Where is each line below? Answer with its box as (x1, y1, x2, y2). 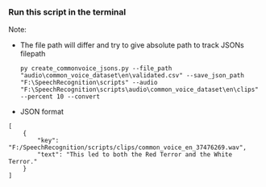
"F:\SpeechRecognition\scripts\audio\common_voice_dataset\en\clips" (19, 85, 260, 94)
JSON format (19, 107, 64, 117)
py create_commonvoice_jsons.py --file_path (19, 64, 172, 73)
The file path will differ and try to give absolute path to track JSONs (19, 40, 244, 50)
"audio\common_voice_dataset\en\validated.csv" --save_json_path (19, 72, 244, 80)
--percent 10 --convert (19, 93, 101, 101)
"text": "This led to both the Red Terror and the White (37, 151, 232, 159)
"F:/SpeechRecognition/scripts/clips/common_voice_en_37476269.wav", (8, 143, 247, 152)
